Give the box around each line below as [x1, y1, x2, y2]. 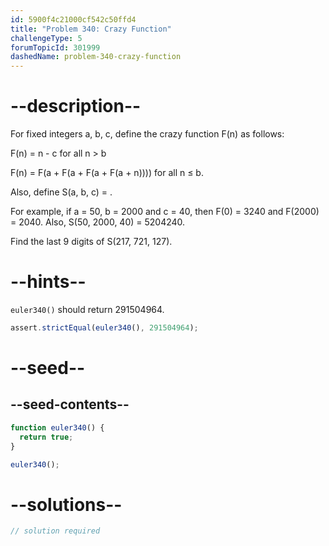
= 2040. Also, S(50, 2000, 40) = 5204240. [10, 216, 186, 228]
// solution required [10, 526, 101, 536]
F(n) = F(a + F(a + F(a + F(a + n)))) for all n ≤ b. [10, 167, 204, 179]
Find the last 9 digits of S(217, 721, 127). [10, 236, 173, 248]
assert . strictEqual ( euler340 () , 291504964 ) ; [10, 323, 199, 333]
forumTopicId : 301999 [10, 42, 101, 53]
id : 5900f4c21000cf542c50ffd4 [10, 14, 137, 25]
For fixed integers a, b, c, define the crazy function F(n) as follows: [10, 128, 285, 140]
